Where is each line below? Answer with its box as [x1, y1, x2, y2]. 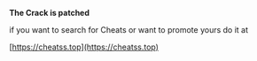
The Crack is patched [9, 8, 90, 18]
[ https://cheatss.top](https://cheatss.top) [9, 42, 160, 52]
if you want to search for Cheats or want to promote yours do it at [9, 25, 249, 34]
